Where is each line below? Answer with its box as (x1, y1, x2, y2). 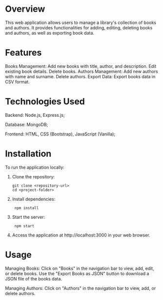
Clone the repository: (12, 173, 55, 179)
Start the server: (12, 214, 45, 220)
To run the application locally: (5, 164, 64, 170)
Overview (5, 3, 45, 15)
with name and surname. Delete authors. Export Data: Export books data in (5, 73, 156, 79)
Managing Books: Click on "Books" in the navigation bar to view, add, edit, (5, 265, 155, 271)
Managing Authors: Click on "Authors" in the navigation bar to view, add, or (5, 285, 156, 291)
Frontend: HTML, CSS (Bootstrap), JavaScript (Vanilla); (5, 131, 116, 137)
